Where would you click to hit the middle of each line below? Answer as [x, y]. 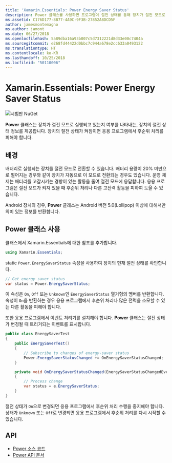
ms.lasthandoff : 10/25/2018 [35, 58]
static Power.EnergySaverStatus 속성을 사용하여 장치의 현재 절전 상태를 [77, 263]
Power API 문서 [28, 455]
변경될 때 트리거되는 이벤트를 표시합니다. [51, 324]
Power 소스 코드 [29, 448]
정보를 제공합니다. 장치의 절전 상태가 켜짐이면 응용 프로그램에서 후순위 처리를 [87, 131]
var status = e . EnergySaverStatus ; [62, 386]
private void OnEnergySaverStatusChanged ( [60, 372]
